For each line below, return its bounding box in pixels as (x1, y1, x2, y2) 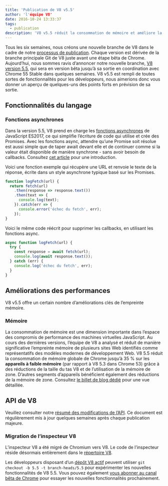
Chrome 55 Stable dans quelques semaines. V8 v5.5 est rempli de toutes (5, 71, 155, 76)
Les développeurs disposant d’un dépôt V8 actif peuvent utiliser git (5, 459, 145, 465)
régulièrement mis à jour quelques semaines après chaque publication (5, 415, 150, 421)
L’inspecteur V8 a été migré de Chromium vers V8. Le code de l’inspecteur (5, 444, 159, 450)
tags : (5, 21, 16, 26)
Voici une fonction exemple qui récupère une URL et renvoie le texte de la (5, 163, 156, 170)
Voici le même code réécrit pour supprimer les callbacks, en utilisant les (5, 225, 153, 231)
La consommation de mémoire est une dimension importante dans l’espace (5, 328, 160, 335)
